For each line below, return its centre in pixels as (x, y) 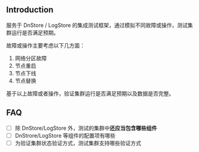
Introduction (30, 10)
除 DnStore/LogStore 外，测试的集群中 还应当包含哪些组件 (86, 128)
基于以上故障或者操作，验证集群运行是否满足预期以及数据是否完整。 (90, 93)
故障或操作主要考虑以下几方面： (46, 45)
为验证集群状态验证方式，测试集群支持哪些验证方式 (78, 143)
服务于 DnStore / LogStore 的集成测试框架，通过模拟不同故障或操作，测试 (97, 25)
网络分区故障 (31, 58)
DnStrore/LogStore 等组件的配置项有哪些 (65, 135)
